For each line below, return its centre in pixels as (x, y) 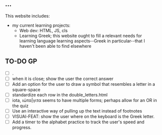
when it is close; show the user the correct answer (63, 78)
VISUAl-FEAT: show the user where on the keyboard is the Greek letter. (83, 116)
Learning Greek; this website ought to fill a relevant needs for (81, 36)
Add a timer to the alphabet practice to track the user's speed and (78, 122)
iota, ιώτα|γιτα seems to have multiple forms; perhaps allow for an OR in (84, 100)
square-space (26, 89)
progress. (22, 128)
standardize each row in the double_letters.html (60, 95)
